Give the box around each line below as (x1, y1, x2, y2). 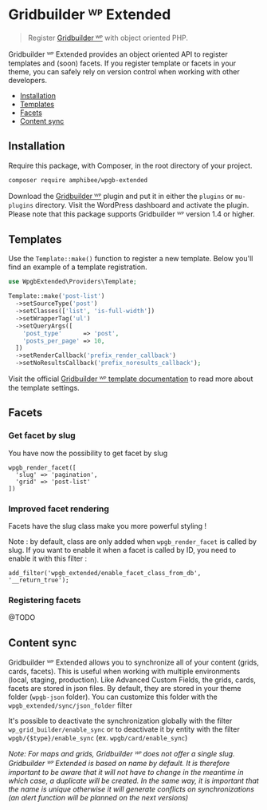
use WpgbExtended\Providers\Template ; (8, 278, 137, 286)
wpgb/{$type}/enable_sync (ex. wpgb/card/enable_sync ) (8, 733, 188, 743)
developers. (8, 75, 48, 85)
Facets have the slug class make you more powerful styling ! (8, 522, 207, 531)
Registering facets (8, 594, 81, 606)
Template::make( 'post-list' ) (8, 292, 105, 300)
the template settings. (8, 383, 80, 393)
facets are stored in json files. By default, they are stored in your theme (8, 684, 241, 693)
